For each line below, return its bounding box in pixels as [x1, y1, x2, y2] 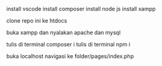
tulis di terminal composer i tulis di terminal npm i [6, 41, 131, 48]
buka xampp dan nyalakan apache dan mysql [6, 29, 121, 36]
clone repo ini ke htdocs [6, 17, 67, 24]
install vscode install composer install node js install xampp [6, 5, 156, 12]
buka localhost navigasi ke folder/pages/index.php [6, 53, 134, 60]
